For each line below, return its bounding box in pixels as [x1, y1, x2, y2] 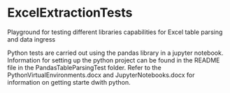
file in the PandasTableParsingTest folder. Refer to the [7, 63, 162, 71]
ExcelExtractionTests [7, 5, 133, 21]
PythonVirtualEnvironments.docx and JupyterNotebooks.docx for [7, 71, 195, 79]
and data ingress [7, 35, 56, 43]
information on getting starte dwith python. [7, 78, 131, 86]
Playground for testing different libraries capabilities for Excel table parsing [7, 28, 223, 36]
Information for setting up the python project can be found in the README [7, 56, 220, 64]
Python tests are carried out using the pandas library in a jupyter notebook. [7, 49, 224, 57]
